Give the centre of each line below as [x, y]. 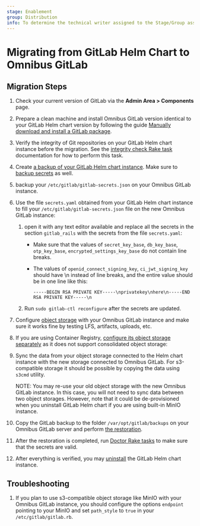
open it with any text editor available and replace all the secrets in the [109, 227]
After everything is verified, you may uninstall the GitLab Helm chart [98, 459]
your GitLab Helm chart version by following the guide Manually [93, 125]
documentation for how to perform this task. [69, 156]
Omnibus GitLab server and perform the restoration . [79, 429]
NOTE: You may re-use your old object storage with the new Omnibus [101, 386]
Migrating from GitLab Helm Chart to [98, 52]
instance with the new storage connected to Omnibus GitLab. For [95, 362]
